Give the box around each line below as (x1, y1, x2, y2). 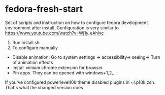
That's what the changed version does (5, 84, 83, 90)
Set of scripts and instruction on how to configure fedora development (5, 20, 148, 25)
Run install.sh (12, 39, 40, 45)
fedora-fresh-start (5, 3, 83, 15)
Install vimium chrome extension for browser (12, 65, 103, 71)
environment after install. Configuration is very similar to (5, 24, 119, 30)
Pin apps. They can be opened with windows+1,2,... (12, 70, 117, 75)
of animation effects (12, 59, 53, 65)
